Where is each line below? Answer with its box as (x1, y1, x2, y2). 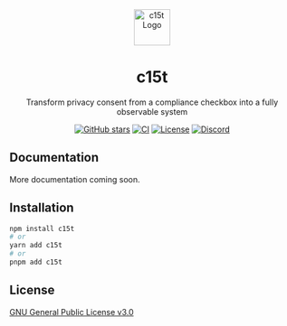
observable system (116, 106, 188, 116)
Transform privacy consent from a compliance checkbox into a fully (25, 97, 279, 107)
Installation (9, 200, 74, 216)
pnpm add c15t (9, 257, 63, 267)
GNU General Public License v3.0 (9, 306, 134, 317)
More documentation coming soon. (9, 173, 140, 184)
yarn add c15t (9, 241, 63, 250)
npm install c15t (9, 224, 75, 233)
